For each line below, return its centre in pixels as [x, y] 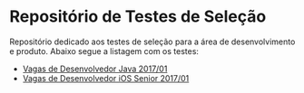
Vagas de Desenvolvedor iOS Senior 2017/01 [106, 78]
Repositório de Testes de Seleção [138, 17]
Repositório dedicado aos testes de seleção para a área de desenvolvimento [152, 42]
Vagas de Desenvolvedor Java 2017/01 [95, 69]
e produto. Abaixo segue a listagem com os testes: [104, 51]
